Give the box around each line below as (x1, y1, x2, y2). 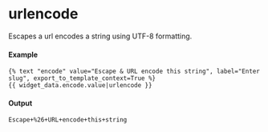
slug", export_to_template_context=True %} (8, 74, 156, 82)
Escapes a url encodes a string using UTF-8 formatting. (8, 31, 193, 41)
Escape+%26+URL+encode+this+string (8, 116, 128, 124)
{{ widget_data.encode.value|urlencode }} (8, 82, 152, 90)
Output (8, 98, 33, 108)
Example (8, 50, 39, 59)
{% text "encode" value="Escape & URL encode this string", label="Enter (8, 67, 261, 76)
